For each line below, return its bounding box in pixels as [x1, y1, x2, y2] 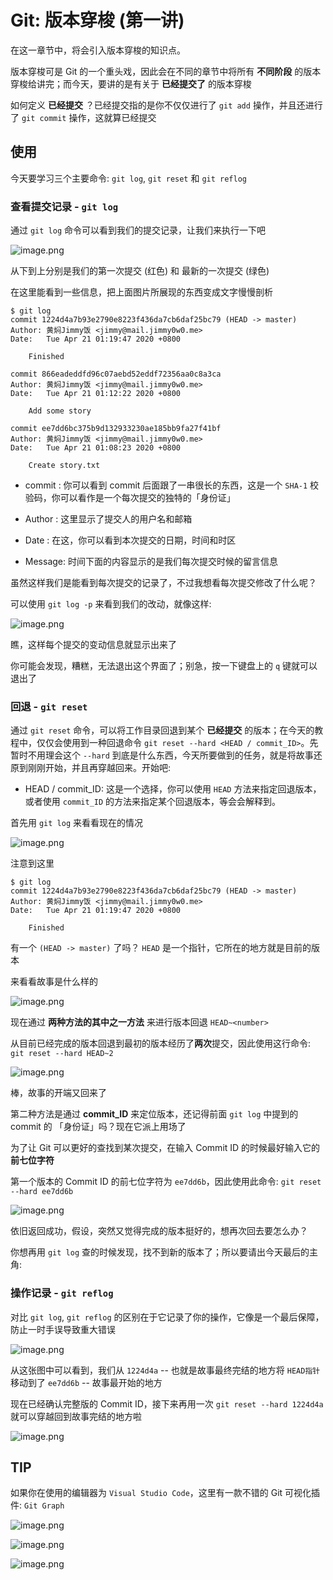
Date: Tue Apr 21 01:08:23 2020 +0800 [10, 443, 182, 453]
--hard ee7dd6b [10, 1187, 74, 1197]
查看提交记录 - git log [10, 199, 119, 213]
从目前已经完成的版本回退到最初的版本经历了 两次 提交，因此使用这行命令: [10, 1037, 312, 1050]
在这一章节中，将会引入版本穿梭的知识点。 [10, 44, 186, 56]
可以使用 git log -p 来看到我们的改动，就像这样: [10, 598, 212, 610]
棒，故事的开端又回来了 [10, 1087, 107, 1099]
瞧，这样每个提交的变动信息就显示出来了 [10, 639, 177, 651]
